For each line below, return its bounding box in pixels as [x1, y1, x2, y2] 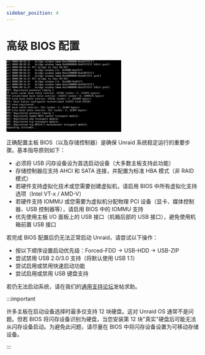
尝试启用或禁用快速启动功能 [15, 262, 86, 269]
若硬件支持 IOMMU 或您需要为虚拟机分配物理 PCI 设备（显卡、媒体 [15, 197, 184, 205]
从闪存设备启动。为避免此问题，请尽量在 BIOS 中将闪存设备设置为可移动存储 [6, 323, 199, 330]
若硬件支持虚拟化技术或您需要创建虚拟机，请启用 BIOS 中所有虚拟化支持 [15, 182, 198, 189]
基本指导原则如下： [17, 146, 65, 153]
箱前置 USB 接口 [15, 221, 57, 228]
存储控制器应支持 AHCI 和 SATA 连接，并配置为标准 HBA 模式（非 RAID [15, 167, 195, 174]
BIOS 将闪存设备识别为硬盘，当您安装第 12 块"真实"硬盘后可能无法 [29, 315, 196, 323]
